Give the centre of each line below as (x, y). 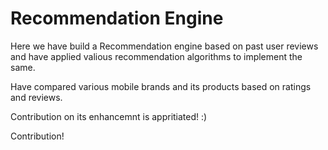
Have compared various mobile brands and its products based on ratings (161, 86)
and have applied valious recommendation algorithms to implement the (156, 56)
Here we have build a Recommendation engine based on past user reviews (164, 46)
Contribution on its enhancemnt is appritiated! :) (109, 116)
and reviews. (36, 97)
